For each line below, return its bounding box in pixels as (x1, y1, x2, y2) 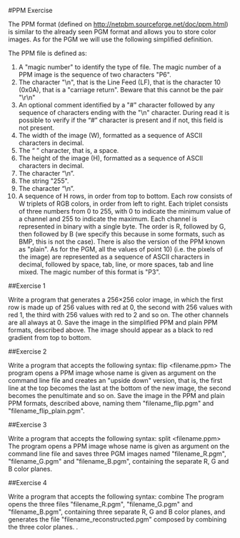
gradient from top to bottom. (8, 334, 92, 342)
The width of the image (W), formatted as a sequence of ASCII (18, 131, 203, 139)
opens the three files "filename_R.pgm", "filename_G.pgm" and (8, 500, 194, 508)
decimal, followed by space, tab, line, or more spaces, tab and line (18, 260, 214, 269)
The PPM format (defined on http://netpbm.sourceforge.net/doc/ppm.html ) (8, 20, 229, 28)
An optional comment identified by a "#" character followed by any (18, 101, 215, 109)
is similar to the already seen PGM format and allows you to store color (8, 28, 216, 36)
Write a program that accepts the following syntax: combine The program (8, 492, 224, 501)
